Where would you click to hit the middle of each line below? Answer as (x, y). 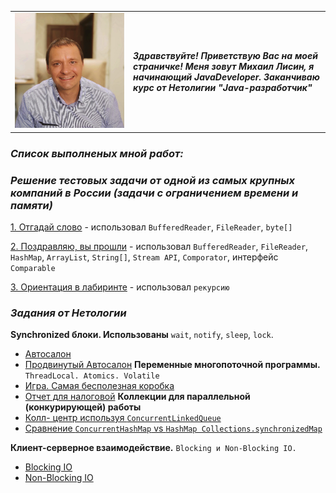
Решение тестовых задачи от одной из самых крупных (153, 180)
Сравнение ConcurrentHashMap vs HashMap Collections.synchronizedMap (173, 428)
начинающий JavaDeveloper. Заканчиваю (226, 77)
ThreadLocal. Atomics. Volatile (92, 376)
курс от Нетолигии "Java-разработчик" (223, 87)
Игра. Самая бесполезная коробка (99, 386)
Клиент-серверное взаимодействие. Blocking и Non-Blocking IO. (153, 448)
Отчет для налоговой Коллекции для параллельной (137, 397)
